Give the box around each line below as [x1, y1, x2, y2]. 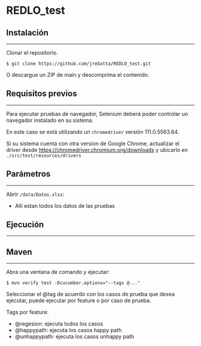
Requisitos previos [6, 88, 77, 99]
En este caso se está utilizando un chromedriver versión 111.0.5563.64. [6, 128, 179, 135]
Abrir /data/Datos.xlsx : [6, 190, 65, 198]
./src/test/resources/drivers [6, 153, 82, 159]
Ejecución [6, 220, 44, 230]
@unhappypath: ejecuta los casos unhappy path [14, 333, 135, 340]
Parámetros [6, 169, 51, 179]
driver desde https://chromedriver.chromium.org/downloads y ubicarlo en [6, 146, 188, 153]
